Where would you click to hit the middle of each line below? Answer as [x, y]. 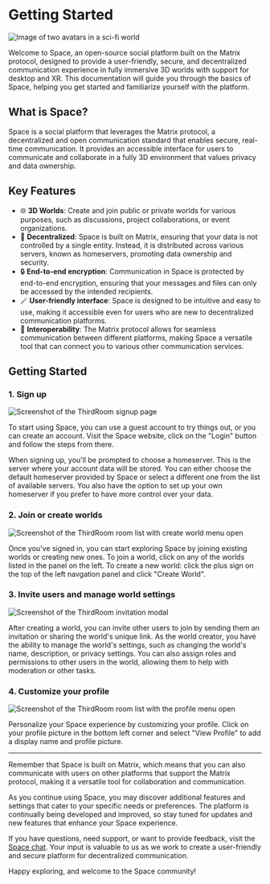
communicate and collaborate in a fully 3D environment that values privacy [133, 157]
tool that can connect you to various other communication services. [132, 346]
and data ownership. [42, 166]
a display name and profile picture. [65, 742]
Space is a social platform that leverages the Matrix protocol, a [112, 131]
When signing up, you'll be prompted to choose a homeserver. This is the [130, 460]
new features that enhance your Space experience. [93, 823]
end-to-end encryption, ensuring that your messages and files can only [138, 282]
